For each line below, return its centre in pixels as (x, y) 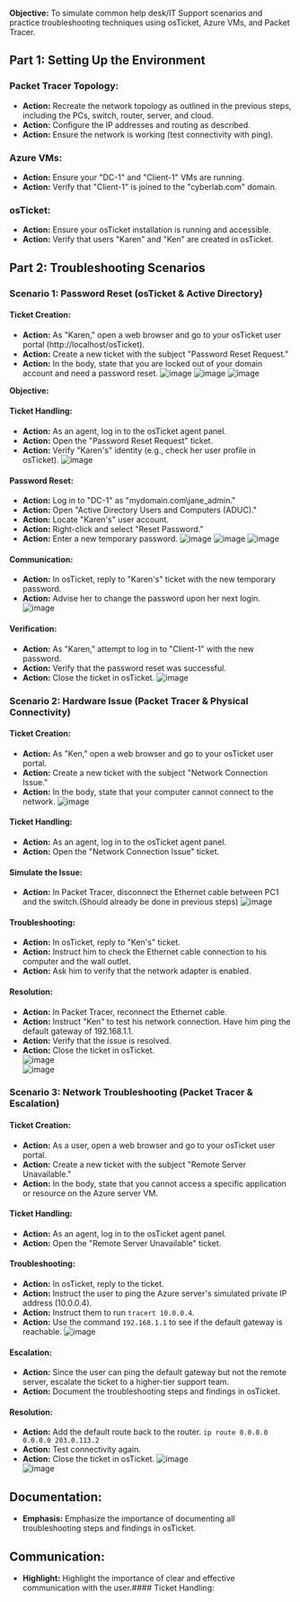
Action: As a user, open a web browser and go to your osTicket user (149, 1145)
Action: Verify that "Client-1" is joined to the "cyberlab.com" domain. (150, 186)
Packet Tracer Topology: (64, 86)
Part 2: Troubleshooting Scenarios (107, 268)
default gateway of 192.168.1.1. (78, 1031)
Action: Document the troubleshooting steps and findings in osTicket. (151, 1391)
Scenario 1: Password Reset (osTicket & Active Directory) (136, 294)
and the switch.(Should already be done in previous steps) (130, 902)
